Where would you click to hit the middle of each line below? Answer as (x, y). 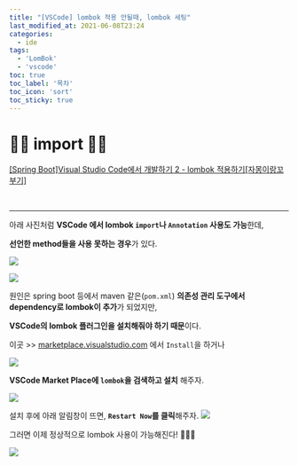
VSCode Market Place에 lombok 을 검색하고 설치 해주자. (106, 380)
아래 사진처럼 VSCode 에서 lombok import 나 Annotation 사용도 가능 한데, (137, 225)
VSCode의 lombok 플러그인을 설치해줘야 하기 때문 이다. (105, 326)
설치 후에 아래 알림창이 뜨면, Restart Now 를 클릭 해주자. (104, 416)
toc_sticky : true (41, 100)
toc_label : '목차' (41, 83)
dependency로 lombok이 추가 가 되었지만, (83, 307)
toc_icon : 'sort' (41, 91)
